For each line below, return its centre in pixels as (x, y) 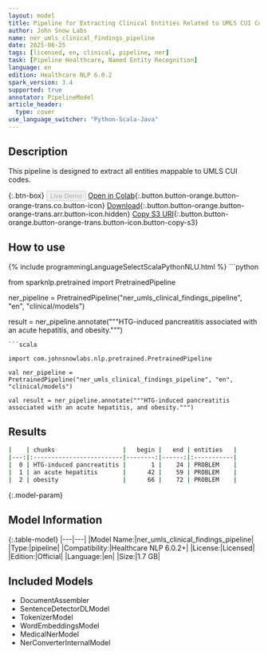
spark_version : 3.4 (41, 82)
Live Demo (66, 196)
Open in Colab (111, 195)
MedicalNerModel (49, 634)
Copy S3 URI (153, 214)
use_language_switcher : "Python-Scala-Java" (83, 120)
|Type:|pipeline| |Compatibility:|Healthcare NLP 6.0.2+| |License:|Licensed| (132, 548)
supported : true (35, 90)
